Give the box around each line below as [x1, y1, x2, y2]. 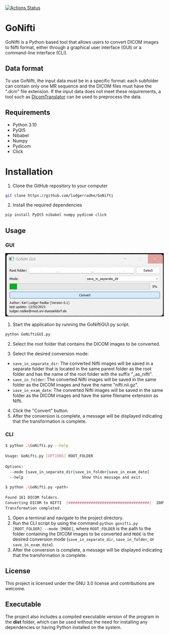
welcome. [5, 585, 26, 591]
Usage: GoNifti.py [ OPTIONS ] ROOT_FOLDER [5, 453, 94, 459]
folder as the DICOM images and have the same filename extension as [12, 392, 158, 399]
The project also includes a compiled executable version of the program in [5, 613, 159, 619]
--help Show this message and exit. [10, 474, 143, 480]
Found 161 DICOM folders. [5, 495, 59, 500]
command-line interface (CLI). [5, 49, 68, 55]
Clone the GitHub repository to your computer [12, 183, 108, 189]
